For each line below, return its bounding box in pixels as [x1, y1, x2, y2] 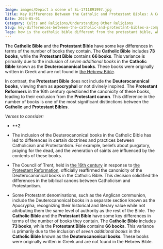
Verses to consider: [5, 114, 44, 119]
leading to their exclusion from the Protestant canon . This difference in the [5, 94, 155, 100]
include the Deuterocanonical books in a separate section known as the [12, 198, 155, 203]
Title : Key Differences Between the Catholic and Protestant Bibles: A [5, 12, 153, 17]
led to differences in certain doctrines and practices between [12, 137, 134, 143]
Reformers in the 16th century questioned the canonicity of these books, [5, 88, 151, 94]
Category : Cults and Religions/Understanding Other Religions [5, 20, 133, 26]
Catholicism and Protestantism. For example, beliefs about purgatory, [12, 143, 150, 148]
